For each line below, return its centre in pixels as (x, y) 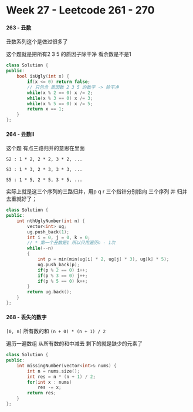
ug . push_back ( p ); (59, 264)
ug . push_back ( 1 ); (48, 232)
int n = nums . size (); (54, 371)
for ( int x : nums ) (50, 382)
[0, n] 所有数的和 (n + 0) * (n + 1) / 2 (56, 331)
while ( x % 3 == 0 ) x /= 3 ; (60, 98)
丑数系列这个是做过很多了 (37, 42)
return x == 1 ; (46, 109)
